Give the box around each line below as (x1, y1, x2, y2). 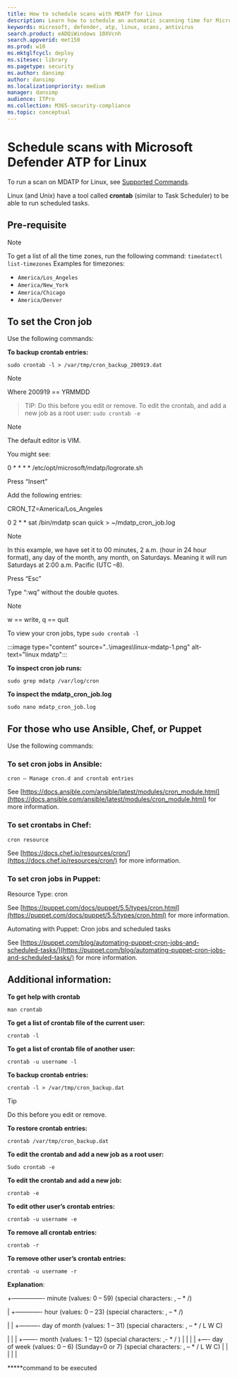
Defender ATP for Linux (7, 154, 147, 170)
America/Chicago (17, 289, 66, 296)
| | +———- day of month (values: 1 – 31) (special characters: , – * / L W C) (7, 1321, 224, 1329)
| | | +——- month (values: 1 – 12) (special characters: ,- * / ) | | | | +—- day (7, 1335, 224, 1343)
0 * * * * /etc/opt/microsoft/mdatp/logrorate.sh (7, 464, 143, 472)
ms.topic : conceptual (7, 109, 71, 116)
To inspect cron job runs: (7, 664, 83, 673)
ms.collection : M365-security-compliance (7, 102, 131, 109)
